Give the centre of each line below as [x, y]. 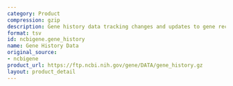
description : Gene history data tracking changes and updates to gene [111, 26]
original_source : [32, 53]
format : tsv [24, 33]
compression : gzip [34, 20]
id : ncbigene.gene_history [46, 40]
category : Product [34, 14]
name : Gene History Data [43, 46]
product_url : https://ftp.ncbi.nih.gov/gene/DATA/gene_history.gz [105, 65]
